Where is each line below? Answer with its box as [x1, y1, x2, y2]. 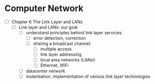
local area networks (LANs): [40, 57, 96, 63]
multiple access [40, 46, 72, 52]
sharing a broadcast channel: [33, 41, 91, 46]
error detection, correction [33, 35, 86, 41]
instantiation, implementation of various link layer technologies [26, 73, 151, 79]
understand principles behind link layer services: [26, 30, 123, 36]
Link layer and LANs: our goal [18, 25, 78, 30]
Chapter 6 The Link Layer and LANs [11, 19, 83, 25]
